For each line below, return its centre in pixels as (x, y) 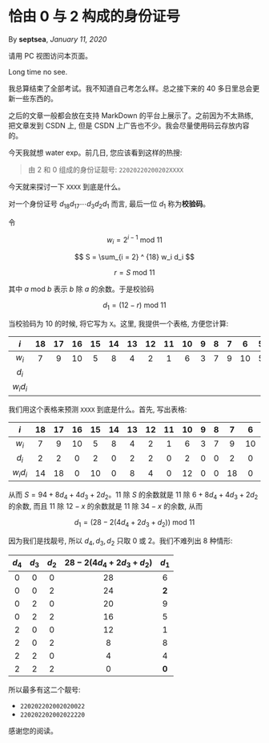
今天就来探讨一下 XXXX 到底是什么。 (67, 186)
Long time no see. (38, 71)
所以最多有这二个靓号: (45, 689)
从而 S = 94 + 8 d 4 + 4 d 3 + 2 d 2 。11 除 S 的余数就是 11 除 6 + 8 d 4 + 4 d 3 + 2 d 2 (133, 496)
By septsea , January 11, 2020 (58, 39)
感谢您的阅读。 (33, 730)
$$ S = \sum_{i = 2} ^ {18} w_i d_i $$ (134, 257)
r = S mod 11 (134, 273)
